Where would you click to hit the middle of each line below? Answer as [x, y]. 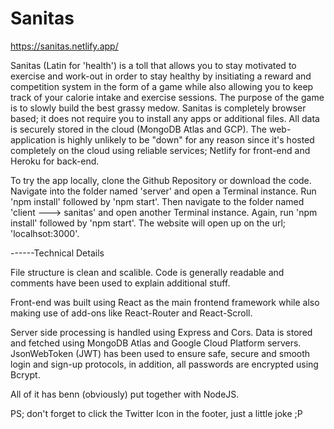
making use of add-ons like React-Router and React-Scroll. [131, 313]
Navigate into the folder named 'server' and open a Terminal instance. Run [163, 191]
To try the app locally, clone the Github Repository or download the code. [161, 180]
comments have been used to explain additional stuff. [120, 283]
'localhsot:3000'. [45, 233]
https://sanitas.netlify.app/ [64, 46]
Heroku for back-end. [55, 161]
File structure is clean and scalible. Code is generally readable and [147, 272]
